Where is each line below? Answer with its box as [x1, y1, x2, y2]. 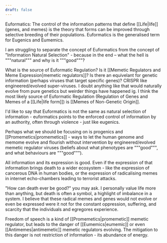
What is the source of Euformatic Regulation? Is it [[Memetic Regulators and [5, 67, 161, 73]
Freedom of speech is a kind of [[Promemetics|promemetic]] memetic [5, 216, 149, 222]
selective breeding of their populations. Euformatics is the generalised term [5, 31, 160, 37]
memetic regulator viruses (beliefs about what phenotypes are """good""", [5, 144, 158, 150]
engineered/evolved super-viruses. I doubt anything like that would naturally [5, 83, 162, 89]
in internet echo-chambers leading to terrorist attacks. [5, 175, 117, 181]
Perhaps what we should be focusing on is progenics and [5, 128, 123, 135]
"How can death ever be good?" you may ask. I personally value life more [5, 185, 156, 191]
